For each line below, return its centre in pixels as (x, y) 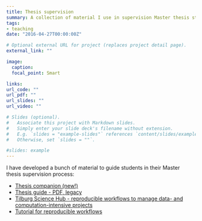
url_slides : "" (25, 101)
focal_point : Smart (36, 73)
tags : (13, 23)
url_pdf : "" (21, 95)
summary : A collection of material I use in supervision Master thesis (98, 18)
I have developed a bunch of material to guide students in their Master (93, 168)
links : (14, 84)
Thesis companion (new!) (46, 186)
